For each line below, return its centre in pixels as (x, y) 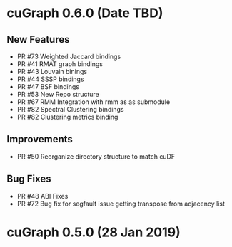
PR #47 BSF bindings (48, 86)
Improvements (40, 139)
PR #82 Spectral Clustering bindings (70, 109)
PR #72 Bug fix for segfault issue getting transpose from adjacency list (121, 204)
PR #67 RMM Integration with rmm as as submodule (94, 102)
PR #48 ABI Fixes (42, 196)
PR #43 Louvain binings (52, 72)
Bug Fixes (29, 179)
